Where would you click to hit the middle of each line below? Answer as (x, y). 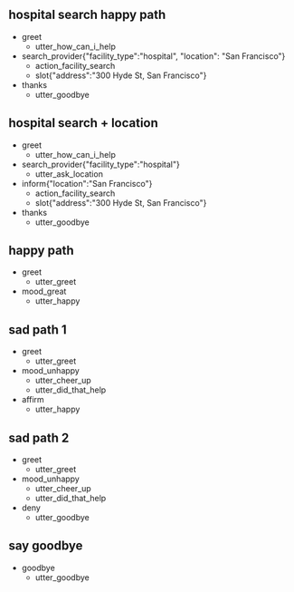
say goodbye (46, 546)
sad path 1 (38, 330)
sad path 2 (39, 437)
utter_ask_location (69, 174)
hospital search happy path (87, 15)
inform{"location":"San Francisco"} (87, 183)
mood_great (44, 291)
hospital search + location (84, 123)
